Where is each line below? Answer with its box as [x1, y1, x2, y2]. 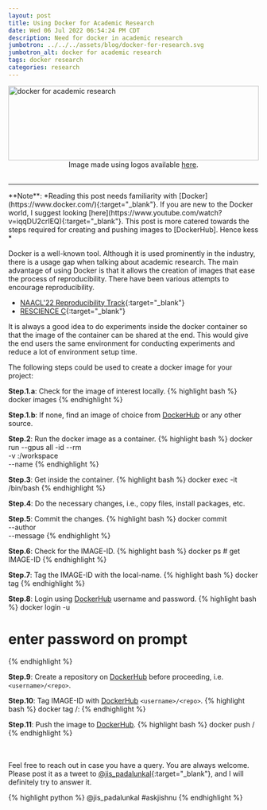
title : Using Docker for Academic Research [8, 19, 155, 27]
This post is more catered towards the [125, 216, 250, 226]
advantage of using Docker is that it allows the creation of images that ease [8, 265, 256, 275]
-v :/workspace [8, 451, 59, 460]
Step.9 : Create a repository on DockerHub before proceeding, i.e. [8, 672, 224, 681]
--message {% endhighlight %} [8, 530, 111, 541]
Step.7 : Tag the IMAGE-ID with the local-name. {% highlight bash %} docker [8, 570, 258, 579]
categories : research [8, 64, 80, 72]
